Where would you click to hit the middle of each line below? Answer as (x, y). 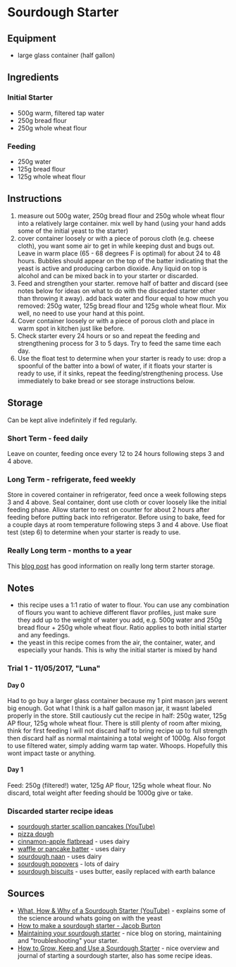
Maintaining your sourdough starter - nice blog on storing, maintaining (119, 933)
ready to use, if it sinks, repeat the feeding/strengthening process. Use (120, 373)
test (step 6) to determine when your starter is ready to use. (94, 532)
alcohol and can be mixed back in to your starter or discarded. (108, 275)
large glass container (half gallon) (66, 55)
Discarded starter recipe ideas (61, 811)
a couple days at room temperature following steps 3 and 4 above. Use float (118, 525)
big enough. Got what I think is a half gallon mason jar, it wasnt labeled (110, 708)
